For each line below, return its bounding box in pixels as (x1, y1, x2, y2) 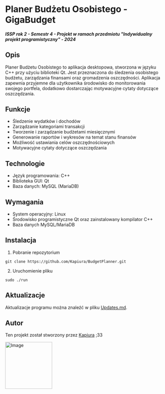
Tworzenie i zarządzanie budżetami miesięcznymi (12, 129, 115, 135)
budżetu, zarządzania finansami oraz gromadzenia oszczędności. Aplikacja (5, 74, 160, 80)
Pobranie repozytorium (12, 249, 60, 255)
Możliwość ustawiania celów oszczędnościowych (12, 139, 115, 145)
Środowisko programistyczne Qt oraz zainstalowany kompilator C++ (12, 216, 153, 222)
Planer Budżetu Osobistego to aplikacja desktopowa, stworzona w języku (5, 64, 156, 70)
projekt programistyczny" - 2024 (5, 36, 76, 42)
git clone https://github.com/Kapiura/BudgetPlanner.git (5, 259, 126, 264)
